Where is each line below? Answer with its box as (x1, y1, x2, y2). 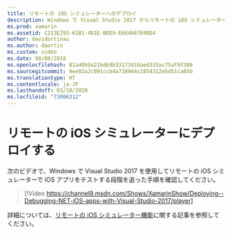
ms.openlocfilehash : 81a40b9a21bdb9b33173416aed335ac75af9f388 (7, 61, 193, 68)
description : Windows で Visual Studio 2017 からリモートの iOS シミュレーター (7, 17, 226, 23)
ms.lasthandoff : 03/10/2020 (7, 87, 88, 94)
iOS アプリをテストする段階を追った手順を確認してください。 (44, 175, 220, 184)
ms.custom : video (7, 49, 57, 56)
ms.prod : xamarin (7, 23, 57, 30)
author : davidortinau (7, 36, 70, 43)
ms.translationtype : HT (7, 74, 76, 81)
